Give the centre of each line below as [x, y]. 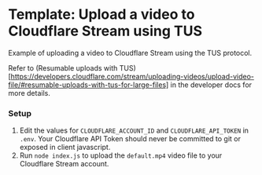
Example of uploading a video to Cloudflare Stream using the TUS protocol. [130, 53]
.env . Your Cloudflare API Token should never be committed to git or [130, 139]
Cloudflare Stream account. [64, 164]
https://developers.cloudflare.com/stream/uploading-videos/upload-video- [132, 76]
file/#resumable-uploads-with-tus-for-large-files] [89, 85]
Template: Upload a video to [101, 15]
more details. [30, 93]
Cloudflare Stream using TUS [105, 31]
